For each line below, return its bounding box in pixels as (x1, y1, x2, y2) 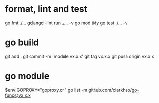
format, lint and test (5, 3, 88, 15)
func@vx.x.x (5, 92, 31, 98)
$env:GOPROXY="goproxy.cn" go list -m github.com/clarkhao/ (5, 87, 132, 93)
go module (5, 70, 50, 82)
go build (5, 37, 39, 48)
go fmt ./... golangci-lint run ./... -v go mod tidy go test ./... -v (5, 20, 128, 26)
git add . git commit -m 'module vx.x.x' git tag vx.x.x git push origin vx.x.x (5, 53, 154, 59)
